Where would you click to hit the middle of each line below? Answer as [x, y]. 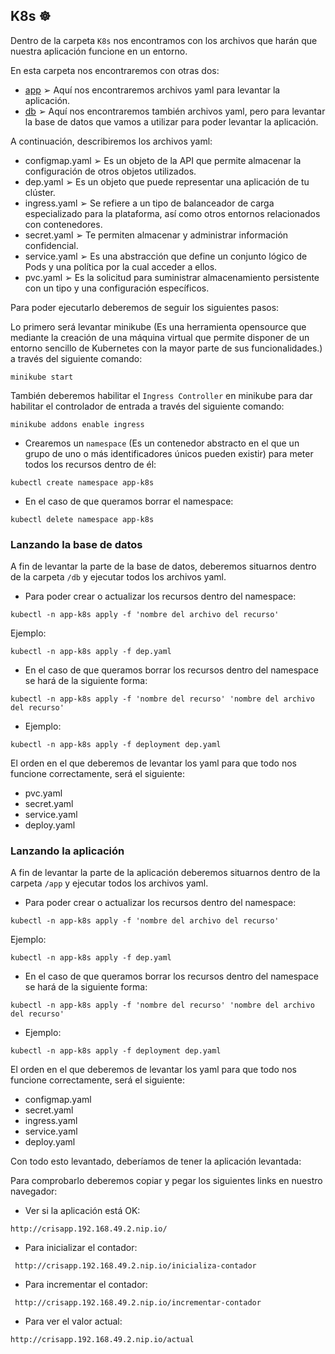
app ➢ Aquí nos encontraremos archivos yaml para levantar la [152, 90]
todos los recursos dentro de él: [90, 464]
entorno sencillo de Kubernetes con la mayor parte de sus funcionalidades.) [166, 348]
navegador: [34, 1191]
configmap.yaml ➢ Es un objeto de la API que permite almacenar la [163, 160]
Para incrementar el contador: [86, 1285]
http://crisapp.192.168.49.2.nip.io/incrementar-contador [138, 1303]
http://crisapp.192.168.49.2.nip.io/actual [102, 1340]
